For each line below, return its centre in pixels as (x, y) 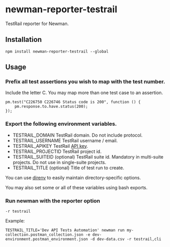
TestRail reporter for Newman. (37, 24)
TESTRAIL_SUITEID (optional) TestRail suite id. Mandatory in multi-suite (88, 156)
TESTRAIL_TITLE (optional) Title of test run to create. (68, 168)
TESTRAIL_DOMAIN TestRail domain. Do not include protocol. (78, 135)
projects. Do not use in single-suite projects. (59, 162)
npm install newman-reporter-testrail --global (57, 51)
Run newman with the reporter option (53, 200)
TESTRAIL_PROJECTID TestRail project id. (57, 151)
